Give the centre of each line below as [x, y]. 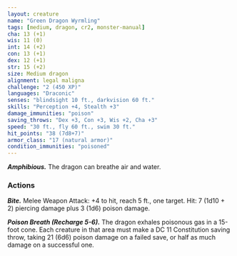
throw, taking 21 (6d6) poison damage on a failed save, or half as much [112, 237]
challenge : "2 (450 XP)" [44, 87]
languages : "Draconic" [41, 93]
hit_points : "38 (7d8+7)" [46, 133]
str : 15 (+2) [27, 67]
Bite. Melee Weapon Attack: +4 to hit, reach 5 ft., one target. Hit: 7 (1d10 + [116, 201]
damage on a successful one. [51, 245]
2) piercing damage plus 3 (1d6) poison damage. [79, 208]
